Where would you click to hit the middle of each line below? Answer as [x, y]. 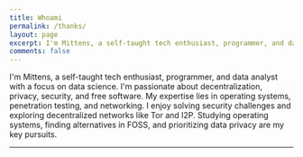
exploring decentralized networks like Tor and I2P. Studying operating [139, 115]
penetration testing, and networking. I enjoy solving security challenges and [150, 106]
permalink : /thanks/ [48, 26]
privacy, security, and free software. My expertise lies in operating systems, [150, 97]
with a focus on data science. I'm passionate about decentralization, [136, 87]
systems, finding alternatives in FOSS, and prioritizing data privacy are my [147, 125]
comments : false [40, 51]
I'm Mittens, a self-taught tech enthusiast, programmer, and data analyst [143, 77]
